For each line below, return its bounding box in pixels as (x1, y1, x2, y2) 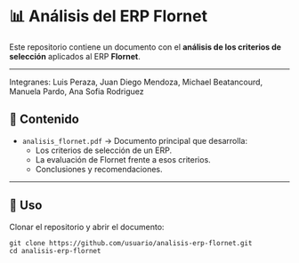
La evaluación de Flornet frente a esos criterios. (35, 154, 211, 164)
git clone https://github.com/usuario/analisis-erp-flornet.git (9, 238, 253, 248)
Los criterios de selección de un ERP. (35, 145, 173, 155)
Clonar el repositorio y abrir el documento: (9, 221, 165, 232)
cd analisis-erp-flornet (9, 246, 101, 255)
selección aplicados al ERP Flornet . (9, 51, 141, 61)
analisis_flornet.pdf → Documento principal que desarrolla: (21, 135, 247, 146)
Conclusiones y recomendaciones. (35, 163, 163, 174)
